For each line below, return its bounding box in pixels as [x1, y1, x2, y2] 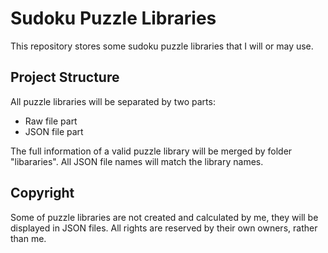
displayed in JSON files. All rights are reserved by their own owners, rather [10, 222, 318, 234]
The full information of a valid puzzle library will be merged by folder [10, 145, 293, 157]
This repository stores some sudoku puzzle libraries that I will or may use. [10, 40, 314, 52]
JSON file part [24, 125, 84, 137]
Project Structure [10, 69, 120, 86]
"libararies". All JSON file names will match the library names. [10, 155, 264, 167]
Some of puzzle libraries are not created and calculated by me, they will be [10, 211, 319, 223]
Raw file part [24, 115, 78, 127]
